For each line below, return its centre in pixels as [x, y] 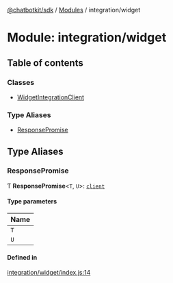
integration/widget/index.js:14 [49, 273]
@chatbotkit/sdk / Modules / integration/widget [74, 10]
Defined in [22, 257]
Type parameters [32, 201]
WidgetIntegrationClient [50, 97]
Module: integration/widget [87, 38]
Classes [21, 82]
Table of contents [45, 63]
